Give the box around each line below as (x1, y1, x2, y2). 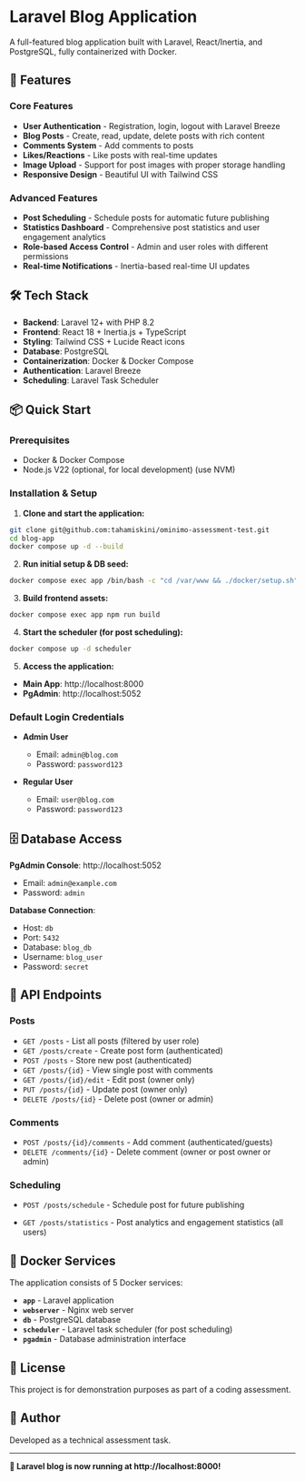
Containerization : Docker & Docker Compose (22, 355, 194, 366)
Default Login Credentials (9, 710, 124, 723)
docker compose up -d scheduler (9, 644, 132, 654)
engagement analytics (22, 231, 106, 242)
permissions (22, 250, 69, 261)
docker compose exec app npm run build (9, 610, 161, 620)
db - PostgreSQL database (22, 1315, 121, 1325)
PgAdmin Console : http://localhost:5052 (9, 860, 162, 871)
